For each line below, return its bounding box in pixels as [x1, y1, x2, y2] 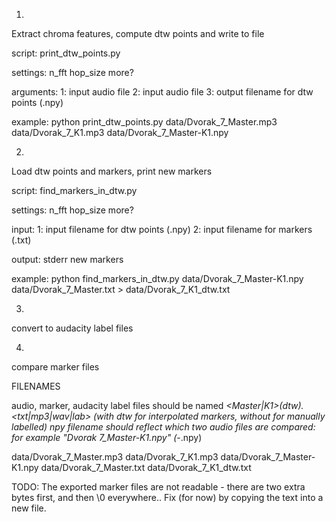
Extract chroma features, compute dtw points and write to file [11, 28, 265, 39]
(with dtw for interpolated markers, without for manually [93, 410, 326, 422]
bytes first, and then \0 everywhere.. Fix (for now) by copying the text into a [11, 492, 324, 503]
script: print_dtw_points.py [11, 47, 121, 59]
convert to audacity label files [11, 322, 134, 334]
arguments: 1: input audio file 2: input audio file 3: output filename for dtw [11, 86, 314, 98]
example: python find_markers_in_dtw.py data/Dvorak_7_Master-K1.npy [11, 273, 304, 284]
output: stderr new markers [11, 254, 124, 265]
